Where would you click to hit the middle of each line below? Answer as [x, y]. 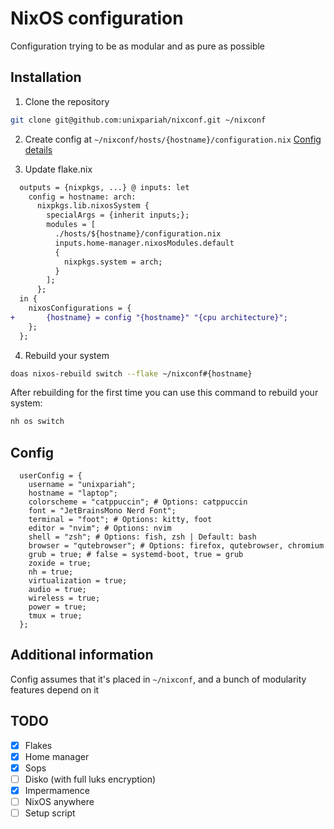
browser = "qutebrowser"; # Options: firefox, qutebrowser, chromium [176, 546]
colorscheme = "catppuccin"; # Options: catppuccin [138, 502]
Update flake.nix [58, 169]
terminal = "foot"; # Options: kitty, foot [120, 520]
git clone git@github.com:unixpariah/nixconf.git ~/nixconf [138, 120]
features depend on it [55, 689]
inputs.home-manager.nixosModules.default [144, 243]
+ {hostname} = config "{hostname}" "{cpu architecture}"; [149, 317]
